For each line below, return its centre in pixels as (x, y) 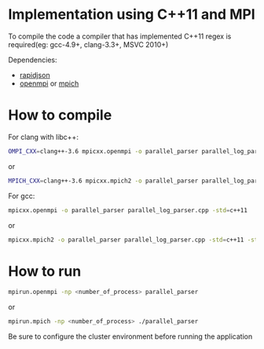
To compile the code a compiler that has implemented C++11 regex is (120, 36)
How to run (45, 271)
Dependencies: (33, 60)
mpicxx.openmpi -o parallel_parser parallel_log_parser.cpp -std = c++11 (128, 210)
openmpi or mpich (49, 83)
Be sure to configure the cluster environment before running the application (130, 336)
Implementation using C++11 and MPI (132, 15)
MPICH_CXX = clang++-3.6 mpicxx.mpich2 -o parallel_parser (103, 181)
